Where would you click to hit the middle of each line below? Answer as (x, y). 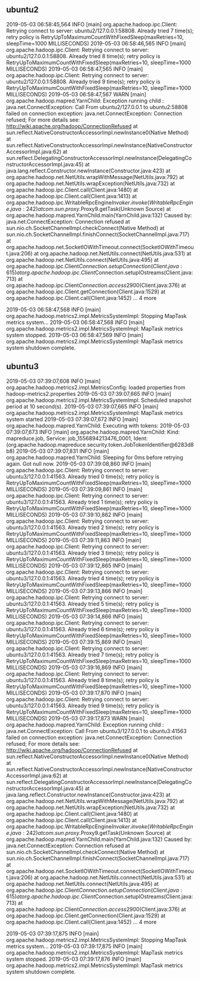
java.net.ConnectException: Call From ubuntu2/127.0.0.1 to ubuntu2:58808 (97, 107)
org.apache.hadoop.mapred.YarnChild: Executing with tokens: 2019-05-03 (98, 425)
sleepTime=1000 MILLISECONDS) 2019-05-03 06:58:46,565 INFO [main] (96, 43)
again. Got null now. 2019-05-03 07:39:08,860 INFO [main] (79, 464)
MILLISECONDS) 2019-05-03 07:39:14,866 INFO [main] (74, 616)
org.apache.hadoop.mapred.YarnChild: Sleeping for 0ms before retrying (95, 457)
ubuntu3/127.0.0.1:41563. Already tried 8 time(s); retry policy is (83, 680)
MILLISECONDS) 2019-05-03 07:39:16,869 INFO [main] (74, 667)
